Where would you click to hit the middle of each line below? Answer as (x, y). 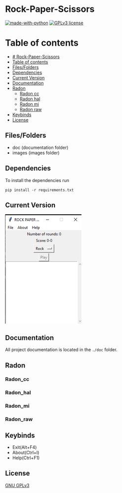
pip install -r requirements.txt (40, 190)
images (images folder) (36, 153)
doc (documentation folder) (40, 147)
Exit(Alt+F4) (24, 447)
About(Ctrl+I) (26, 453)
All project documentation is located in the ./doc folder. (61, 350)
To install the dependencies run (37, 180)
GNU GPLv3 (17, 485)
